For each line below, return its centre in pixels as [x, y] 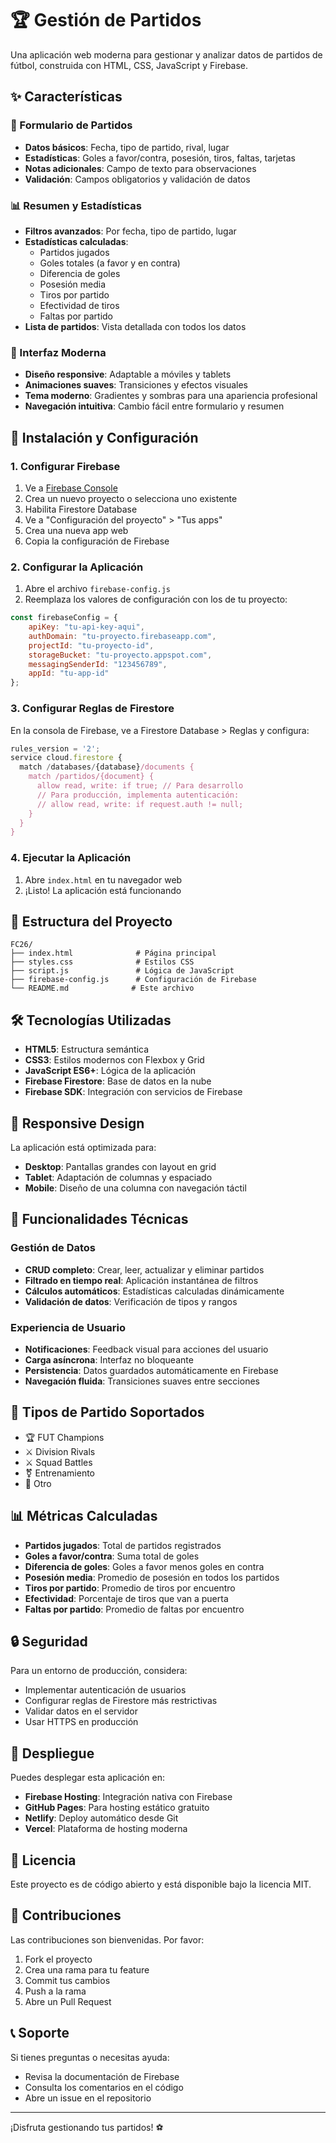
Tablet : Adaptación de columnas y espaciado [118, 1177]
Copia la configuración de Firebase [97, 541]
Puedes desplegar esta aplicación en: [88, 1778]
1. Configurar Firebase [65, 466]
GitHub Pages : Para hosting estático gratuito [117, 1808]
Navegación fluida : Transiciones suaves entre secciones [142, 1381]
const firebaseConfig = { [64, 618]
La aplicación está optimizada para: [83, 1147]
